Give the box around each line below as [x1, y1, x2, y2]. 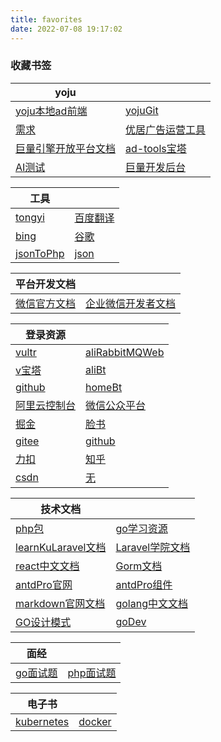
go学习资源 [115, 521, 168, 535]
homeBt [85, 380, 123, 394]
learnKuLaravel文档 [15, 540, 107, 554]
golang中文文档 [115, 596, 188, 610]
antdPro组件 [115, 577, 173, 591]
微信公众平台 [85, 398, 147, 412]
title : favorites [10, 14, 83, 25]
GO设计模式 [15, 615, 72, 629]
